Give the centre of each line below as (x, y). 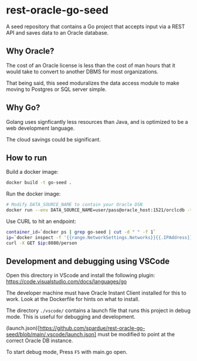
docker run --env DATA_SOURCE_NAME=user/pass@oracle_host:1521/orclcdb (95, 210)
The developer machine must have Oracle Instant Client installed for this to (96, 293)
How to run (27, 158)
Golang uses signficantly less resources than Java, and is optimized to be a (97, 122)
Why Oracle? (30, 51)
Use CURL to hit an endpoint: (41, 221)
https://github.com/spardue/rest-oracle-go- (92, 328)
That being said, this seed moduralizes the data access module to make (93, 83)
